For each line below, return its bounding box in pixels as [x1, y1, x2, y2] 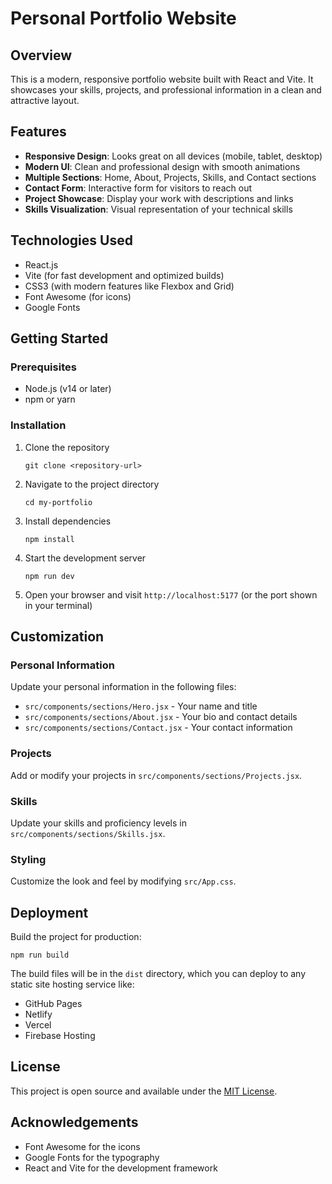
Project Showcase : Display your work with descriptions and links [24, 192, 294, 204]
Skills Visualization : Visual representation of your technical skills [24, 203, 293, 215]
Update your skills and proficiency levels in [10, 817, 188, 829]
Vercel [24, 1019, 52, 1031]
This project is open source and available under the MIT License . [10, 1085, 278, 1097]
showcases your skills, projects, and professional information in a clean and [10, 84, 322, 96]
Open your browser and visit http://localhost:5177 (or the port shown [24, 588, 318, 601]
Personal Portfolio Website [10, 7, 237, 30]
